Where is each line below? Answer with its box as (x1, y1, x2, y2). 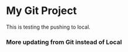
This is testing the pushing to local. (6, 23, 91, 30)
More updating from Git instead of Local (6, 38, 122, 46)
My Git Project (6, 4, 78, 18)
